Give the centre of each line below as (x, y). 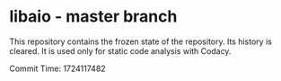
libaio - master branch (93, 17)
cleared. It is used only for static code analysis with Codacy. (120, 50)
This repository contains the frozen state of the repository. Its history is (140, 41)
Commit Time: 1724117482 (57, 68)
